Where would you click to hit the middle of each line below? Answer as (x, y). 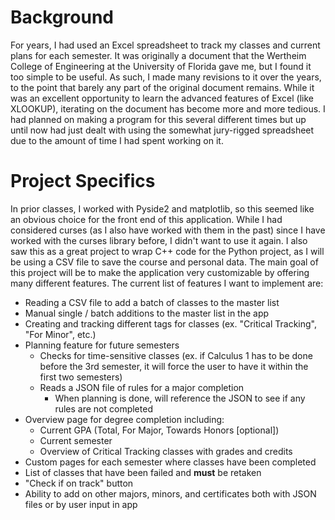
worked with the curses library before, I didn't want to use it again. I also (159, 240)
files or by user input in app (81, 504)
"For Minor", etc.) (60, 334)
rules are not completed (103, 408)
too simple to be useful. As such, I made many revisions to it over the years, (166, 77)
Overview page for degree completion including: (124, 419)
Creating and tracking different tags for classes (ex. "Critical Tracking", (171, 323)
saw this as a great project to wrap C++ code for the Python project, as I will (167, 251)
